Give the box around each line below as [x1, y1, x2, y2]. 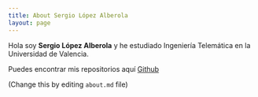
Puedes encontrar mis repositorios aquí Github [8, 64, 160, 73]
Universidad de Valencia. [8, 49, 89, 58]
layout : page [8, 19, 51, 27]
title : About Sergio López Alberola [8, 11, 128, 20]
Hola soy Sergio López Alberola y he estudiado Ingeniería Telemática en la [8, 40, 251, 50]
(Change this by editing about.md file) [8, 80, 128, 89]
